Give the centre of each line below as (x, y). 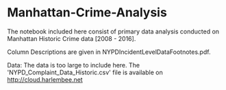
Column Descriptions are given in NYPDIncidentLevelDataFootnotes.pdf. (109, 52)
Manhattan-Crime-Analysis (87, 13)
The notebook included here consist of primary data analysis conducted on (113, 31)
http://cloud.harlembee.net (45, 79)
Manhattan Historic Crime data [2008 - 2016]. (72, 38)
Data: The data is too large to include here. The (74, 65)
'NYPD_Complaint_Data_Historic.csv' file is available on (85, 72)
